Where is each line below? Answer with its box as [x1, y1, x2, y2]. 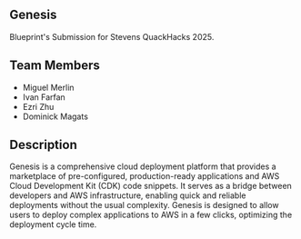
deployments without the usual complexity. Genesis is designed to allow [9, 200, 279, 211]
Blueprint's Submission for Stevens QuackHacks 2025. [9, 31, 215, 42]
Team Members [9, 58, 100, 74]
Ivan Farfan [22, 91, 65, 103]
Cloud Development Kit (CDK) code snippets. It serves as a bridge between [9, 181, 293, 192]
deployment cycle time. [9, 219, 97, 230]
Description [9, 137, 77, 153]
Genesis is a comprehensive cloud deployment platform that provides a [9, 161, 276, 172]
